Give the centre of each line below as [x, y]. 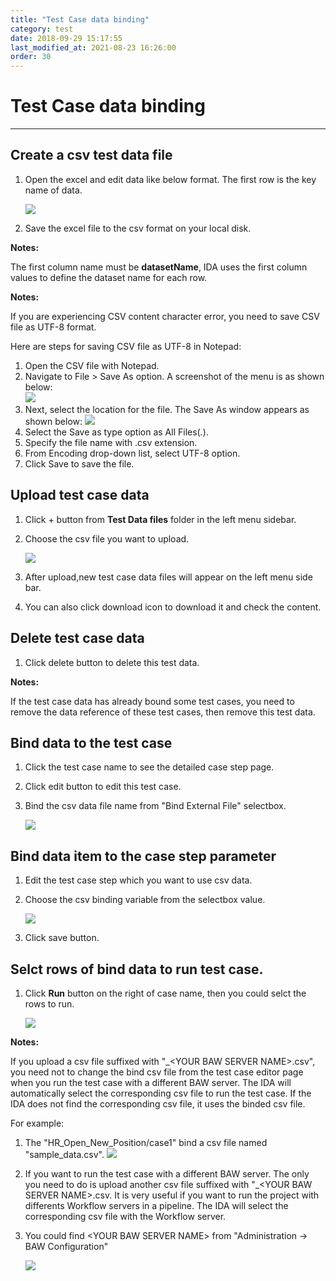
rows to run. [49, 1003]
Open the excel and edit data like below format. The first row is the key [170, 179]
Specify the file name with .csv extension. [111, 442]
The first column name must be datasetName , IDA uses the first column [159, 267]
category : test [42, 29]
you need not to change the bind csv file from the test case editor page [157, 1072]
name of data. [53, 190]
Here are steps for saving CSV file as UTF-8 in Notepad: [126, 346]
